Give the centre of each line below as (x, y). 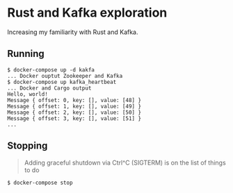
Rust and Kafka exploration (87, 13)
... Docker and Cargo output (49, 88)
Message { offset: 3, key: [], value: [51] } (74, 118)
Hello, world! (28, 94)
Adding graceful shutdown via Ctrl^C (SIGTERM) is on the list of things (125, 162)
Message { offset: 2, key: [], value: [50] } (74, 112)
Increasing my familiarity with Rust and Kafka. (73, 32)
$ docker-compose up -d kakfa (51, 70)
